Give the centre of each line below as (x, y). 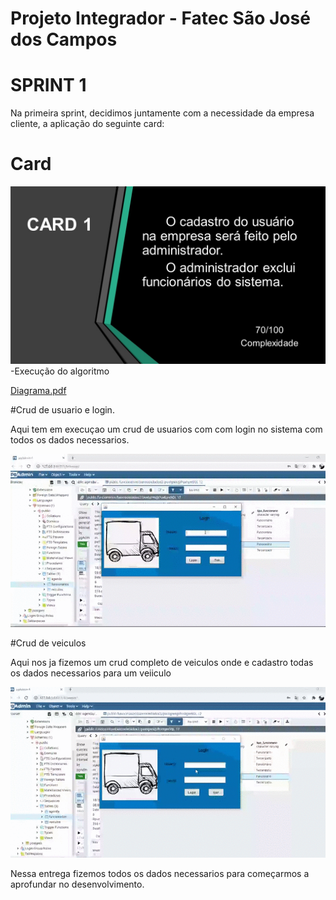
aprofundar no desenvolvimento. (77, 884)
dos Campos (64, 39)
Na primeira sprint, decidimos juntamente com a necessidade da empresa (162, 113)
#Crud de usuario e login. (62, 409)
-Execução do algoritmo (60, 371)
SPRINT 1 (48, 85)
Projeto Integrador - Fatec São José (160, 18)
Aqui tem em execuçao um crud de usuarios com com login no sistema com (166, 429)
